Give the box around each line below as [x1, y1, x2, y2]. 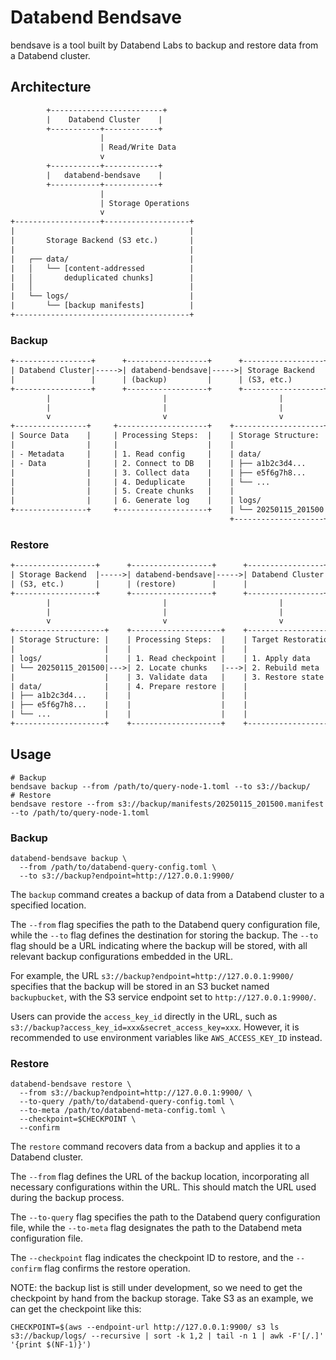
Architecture [10, 79, 92, 96]
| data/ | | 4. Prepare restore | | [10, 681, 248, 691]
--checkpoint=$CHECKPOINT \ [19, 1114, 137, 1125]
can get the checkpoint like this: [10, 1303, 142, 1315]
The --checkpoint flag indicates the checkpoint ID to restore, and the [10, 1252, 294, 1264]
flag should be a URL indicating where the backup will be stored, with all [10, 940, 308, 952]
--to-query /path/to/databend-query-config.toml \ [19, 1097, 235, 1107]
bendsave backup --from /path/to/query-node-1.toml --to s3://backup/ [10, 781, 311, 791]
